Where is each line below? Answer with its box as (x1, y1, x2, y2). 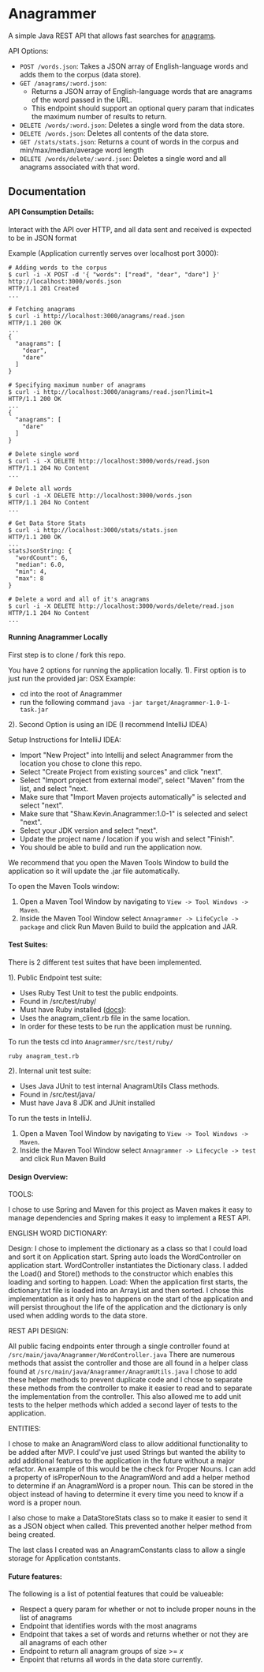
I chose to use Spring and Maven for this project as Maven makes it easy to (8, 1205, 253, 1214)
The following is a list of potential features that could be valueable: (8, 1589, 225, 1599)
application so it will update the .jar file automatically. (8, 866, 180, 875)
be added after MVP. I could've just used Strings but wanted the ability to (8, 1448, 246, 1457)
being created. (8, 1530, 56, 1539)
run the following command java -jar (19, 697, 143, 707)
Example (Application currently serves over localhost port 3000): (8, 248, 219, 257)
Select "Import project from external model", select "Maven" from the (19, 775, 245, 785)
